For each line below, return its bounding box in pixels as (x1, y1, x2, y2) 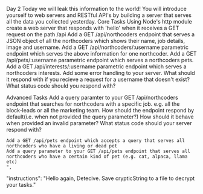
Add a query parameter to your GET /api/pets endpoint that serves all (6, 148, 190, 154)
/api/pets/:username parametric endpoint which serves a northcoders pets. (6, 57, 194, 63)
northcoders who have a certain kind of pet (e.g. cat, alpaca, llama (6, 154, 188, 160)
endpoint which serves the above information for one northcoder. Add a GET (6, 50, 197, 57)
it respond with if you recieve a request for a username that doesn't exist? (6, 76, 190, 83)
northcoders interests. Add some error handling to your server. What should (6, 70, 195, 76)
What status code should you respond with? (6, 82, 116, 89)
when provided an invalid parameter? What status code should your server (6, 120, 192, 126)
